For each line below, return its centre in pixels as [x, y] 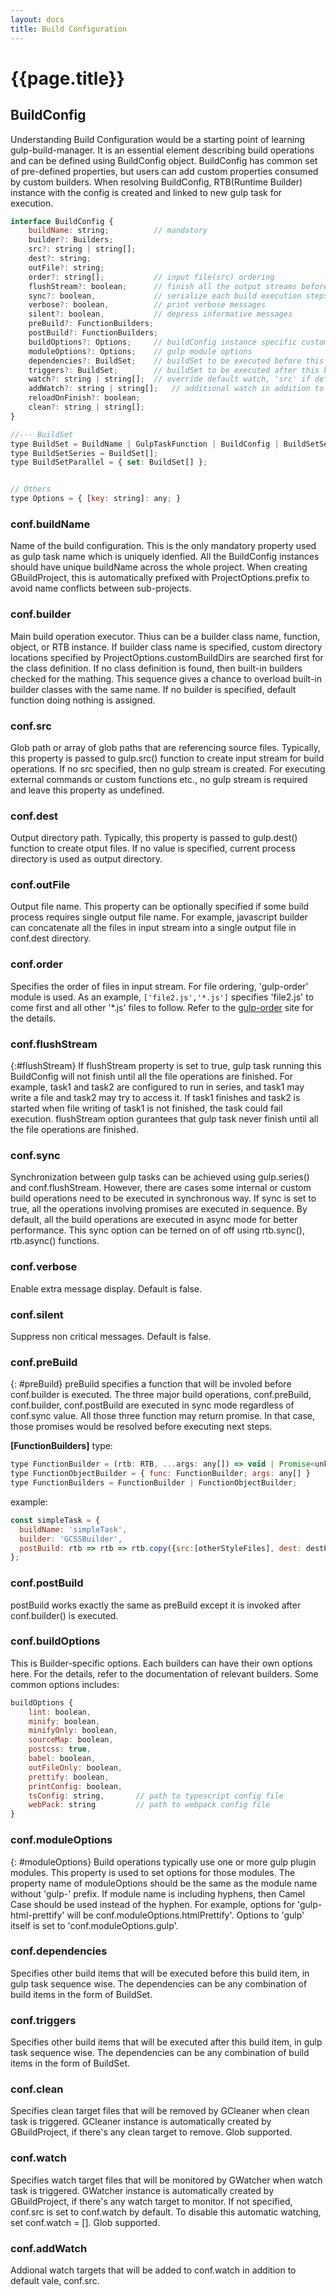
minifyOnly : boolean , [73, 1731]
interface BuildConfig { [62, 221]
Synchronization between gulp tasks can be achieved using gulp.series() [160, 1177]
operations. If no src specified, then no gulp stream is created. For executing [168, 768]
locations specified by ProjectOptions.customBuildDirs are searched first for [167, 657]
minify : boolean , [64, 1721]
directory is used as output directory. [86, 859]
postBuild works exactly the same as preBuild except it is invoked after [156, 1605]
